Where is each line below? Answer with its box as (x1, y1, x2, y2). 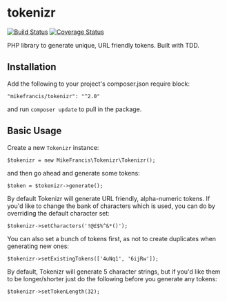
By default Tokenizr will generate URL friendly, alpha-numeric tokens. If (7, 194, 210, 202)
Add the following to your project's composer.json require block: (7, 79, 190, 88)
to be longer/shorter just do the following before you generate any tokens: (7, 274, 217, 283)
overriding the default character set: (7, 209, 110, 217)
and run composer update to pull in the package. (7, 105, 142, 113)
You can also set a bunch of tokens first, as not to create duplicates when (7, 234, 216, 243)
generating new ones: (7, 242, 69, 250)
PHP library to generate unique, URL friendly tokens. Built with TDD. (7, 41, 200, 49)
